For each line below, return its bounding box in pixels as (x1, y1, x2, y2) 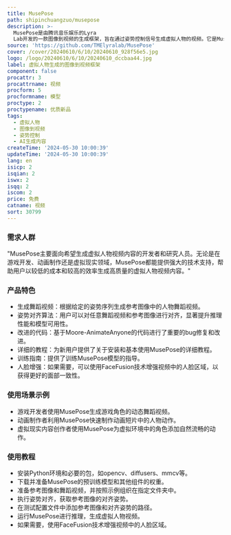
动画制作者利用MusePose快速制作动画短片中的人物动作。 (16, 416, 180, 424)
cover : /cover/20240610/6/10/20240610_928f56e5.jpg (7, 49, 158, 56)
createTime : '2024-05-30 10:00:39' (7, 145, 109, 151)
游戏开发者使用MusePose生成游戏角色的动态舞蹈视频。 (16, 407, 174, 415)
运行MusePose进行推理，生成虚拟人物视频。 (16, 512, 144, 520)
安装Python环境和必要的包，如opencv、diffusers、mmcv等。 (16, 469, 191, 477)
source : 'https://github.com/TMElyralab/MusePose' (7, 42, 155, 49)
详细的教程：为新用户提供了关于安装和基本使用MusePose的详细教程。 (16, 346, 217, 354)
